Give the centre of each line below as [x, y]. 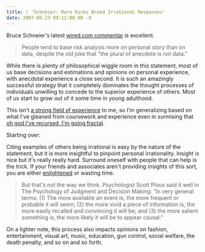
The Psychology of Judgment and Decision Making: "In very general [107, 191]
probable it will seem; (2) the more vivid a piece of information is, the [108, 204]
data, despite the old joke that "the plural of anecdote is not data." [104, 53]
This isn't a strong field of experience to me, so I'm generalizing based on [99, 110]
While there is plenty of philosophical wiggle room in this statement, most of [102, 66]
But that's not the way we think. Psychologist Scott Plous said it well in [110, 185]
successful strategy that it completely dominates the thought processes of [100, 85]
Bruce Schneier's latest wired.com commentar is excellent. [80, 35]
